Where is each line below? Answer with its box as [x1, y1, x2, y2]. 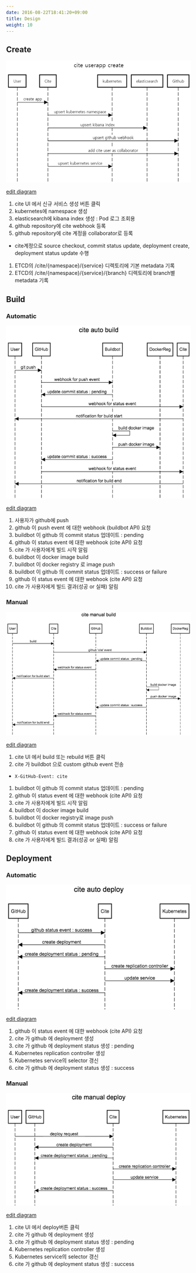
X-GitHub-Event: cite [14, 773, 67, 780]
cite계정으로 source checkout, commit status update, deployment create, [14, 242, 190, 250]
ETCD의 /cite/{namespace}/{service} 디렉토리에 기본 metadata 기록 [14, 262, 175, 269]
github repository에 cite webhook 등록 [14, 223, 106, 230]
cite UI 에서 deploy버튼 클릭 [14, 1224, 80, 1231]
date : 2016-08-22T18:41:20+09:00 [6, 9, 88, 15]
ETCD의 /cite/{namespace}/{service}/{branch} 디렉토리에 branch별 [14, 270, 175, 277]
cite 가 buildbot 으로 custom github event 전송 [14, 760, 124, 768]
